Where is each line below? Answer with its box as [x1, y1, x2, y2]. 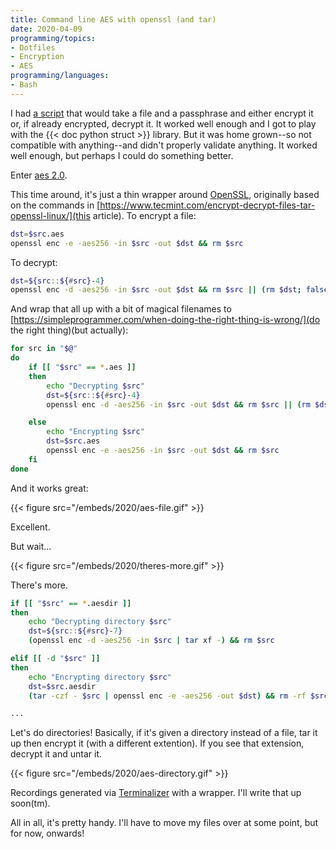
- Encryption [10, 52, 65, 62]
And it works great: [10, 482, 89, 494]
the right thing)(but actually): [10, 324, 129, 336]
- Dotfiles [10, 42, 56, 53]
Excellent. [10, 521, 51, 533]
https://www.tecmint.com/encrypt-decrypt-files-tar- [99, 199, 316, 211]
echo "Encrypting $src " [46, 427, 145, 437]
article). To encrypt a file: [92, 209, 197, 221]
